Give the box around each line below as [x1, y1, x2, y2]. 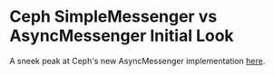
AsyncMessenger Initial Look [9, 25, 234, 46]
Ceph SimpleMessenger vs [9, 6, 218, 27]
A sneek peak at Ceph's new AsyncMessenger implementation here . [9, 55, 266, 66]
